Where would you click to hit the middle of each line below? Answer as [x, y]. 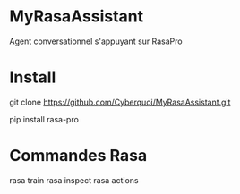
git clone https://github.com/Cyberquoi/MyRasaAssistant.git [120, 102]
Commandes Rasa [78, 156]
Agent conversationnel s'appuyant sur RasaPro [96, 41]
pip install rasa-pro [44, 119]
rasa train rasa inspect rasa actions [74, 180]
